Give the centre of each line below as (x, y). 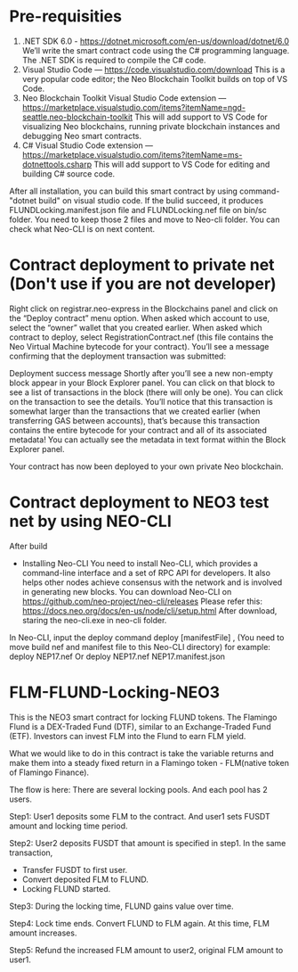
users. (21, 799)
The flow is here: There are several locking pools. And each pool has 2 (139, 789)
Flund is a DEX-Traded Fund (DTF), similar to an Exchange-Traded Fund (140, 726)
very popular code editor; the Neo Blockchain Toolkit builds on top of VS (154, 78)
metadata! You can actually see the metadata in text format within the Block (148, 440)
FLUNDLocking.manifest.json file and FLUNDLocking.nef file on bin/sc (138, 210)
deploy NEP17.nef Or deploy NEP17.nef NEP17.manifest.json (117, 656)
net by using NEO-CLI (90, 521)
